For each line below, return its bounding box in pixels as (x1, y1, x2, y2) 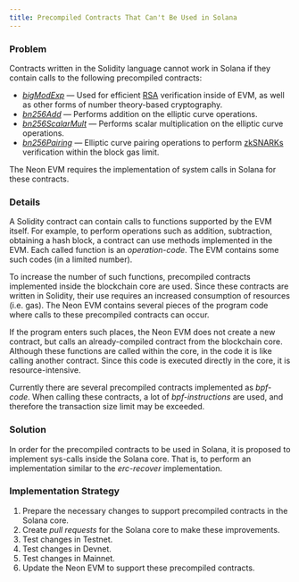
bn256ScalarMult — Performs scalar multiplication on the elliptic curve (21, 118, 284, 129)
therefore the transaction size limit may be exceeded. (9, 401, 205, 412)
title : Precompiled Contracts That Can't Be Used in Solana (9, 13, 238, 22)
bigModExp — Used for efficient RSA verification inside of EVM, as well (21, 89, 286, 100)
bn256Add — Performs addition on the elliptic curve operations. (21, 108, 258, 119)
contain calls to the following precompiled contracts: (9, 72, 203, 83)
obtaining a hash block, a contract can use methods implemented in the (9, 235, 273, 246)
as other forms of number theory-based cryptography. (21, 99, 223, 110)
